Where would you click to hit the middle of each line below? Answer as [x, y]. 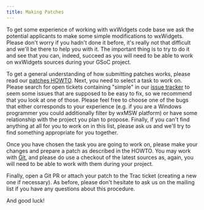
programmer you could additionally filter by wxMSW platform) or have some [102, 113]
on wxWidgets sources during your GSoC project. [69, 62]
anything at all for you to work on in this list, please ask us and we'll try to [99, 126]
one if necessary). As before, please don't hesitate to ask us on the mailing [100, 182]
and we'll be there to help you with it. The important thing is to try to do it [98, 49]
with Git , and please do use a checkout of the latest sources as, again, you [100, 157]
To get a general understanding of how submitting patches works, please [98, 73]
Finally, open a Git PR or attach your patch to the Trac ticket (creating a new [102, 176]
